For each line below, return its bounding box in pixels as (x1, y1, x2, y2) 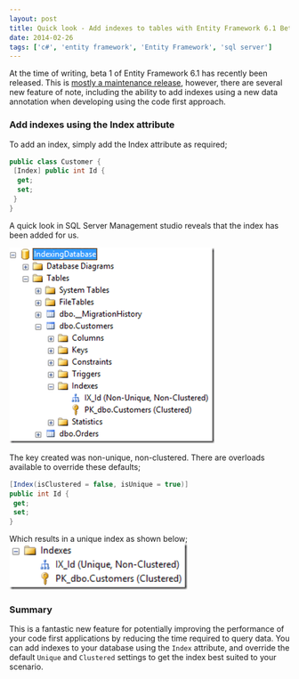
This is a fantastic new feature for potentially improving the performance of (9, 624, 285, 635)
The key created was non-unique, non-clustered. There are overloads (9, 452, 265, 463)
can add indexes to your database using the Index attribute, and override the (9, 643, 290, 653)
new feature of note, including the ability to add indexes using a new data (9, 87, 279, 98)
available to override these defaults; (9, 461, 141, 472)
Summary (9, 603, 53, 616)
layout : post (9, 14, 58, 23)
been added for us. (9, 230, 79, 240)
